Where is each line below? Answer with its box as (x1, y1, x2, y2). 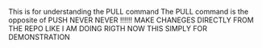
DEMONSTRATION (8, 32, 70, 42)
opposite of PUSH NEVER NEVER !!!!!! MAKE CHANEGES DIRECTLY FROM (8, 15, 254, 25)
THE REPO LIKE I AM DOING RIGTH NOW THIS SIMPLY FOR (8, 24, 208, 33)
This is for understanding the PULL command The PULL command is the (8, 7, 249, 16)
